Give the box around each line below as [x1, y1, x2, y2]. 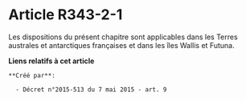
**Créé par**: [8, 71, 56, 79]
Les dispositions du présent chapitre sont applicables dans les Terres [8, 32, 239, 42]
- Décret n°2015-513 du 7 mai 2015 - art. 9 [15, 86, 167, 94]
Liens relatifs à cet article [8, 56, 95, 66]
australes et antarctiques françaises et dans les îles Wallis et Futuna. [8, 40, 235, 50]
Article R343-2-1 [8, 6, 123, 24]
